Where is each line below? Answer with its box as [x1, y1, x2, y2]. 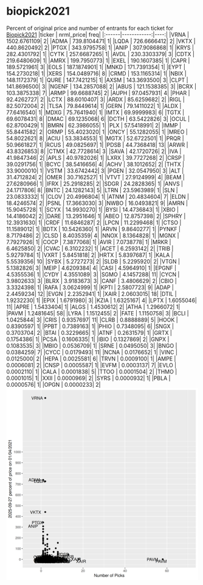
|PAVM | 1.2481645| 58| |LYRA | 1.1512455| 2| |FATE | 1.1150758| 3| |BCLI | [6, 309, 190, 317]
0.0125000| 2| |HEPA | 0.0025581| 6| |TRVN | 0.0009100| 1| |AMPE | [6, 355, 176, 362]
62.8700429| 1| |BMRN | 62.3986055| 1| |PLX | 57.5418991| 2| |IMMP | [6, 121, 181, 129]
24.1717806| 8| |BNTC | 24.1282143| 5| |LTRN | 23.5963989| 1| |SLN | [6, 186, 178, 193]
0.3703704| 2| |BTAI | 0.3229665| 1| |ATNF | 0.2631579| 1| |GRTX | [6, 329, 172, 336]
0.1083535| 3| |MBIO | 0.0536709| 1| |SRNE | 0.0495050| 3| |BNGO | [6, 342, 177, 349]
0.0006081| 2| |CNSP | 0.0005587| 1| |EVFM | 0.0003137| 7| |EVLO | [6, 361, 177, 368]
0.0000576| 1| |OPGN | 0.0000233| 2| [6, 381, 101, 388]
